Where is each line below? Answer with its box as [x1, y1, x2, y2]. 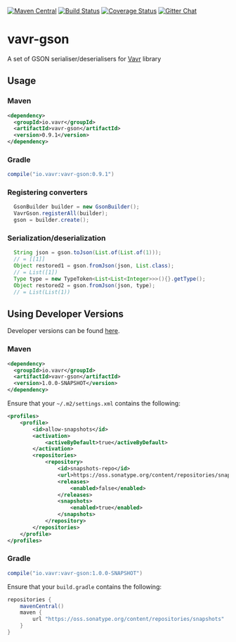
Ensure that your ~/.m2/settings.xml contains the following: [7, 399, 181, 408]
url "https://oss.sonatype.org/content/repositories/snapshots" [32, 616, 225, 623]
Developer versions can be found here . [7, 327, 121, 335]
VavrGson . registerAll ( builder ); [13, 210, 109, 218]
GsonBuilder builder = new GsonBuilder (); [13, 203, 140, 210]
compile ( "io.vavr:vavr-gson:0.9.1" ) [7, 171, 114, 178]
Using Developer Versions [7, 308, 124, 320]
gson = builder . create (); [13, 217, 90, 224]
